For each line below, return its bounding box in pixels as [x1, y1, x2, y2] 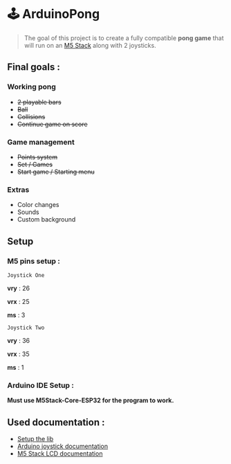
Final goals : [7, 61, 60, 73]
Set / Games [17, 160, 53, 168]
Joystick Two [7, 324, 45, 331]
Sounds [17, 208, 39, 216]
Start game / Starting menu [17, 168, 95, 176]
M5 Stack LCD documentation [17, 449, 103, 458]
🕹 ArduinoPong [7, 6, 100, 22]
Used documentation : [7, 416, 105, 428]
